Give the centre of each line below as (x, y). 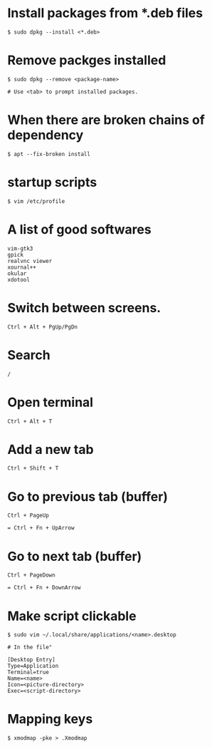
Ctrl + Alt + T (30, 421)
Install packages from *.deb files (105, 13)
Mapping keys (50, 719)
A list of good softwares (79, 229)
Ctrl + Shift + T (33, 468)
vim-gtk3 (20, 248)
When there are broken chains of (106, 120)
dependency (46, 135)
